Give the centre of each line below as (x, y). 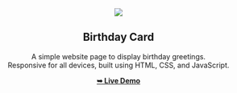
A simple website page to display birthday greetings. (118, 56)
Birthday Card (118, 37)
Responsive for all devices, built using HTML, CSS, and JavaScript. (118, 65)
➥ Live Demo (118, 80)
